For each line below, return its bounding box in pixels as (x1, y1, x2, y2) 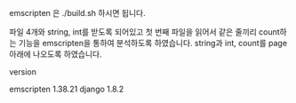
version (9, 67, 37, 77)
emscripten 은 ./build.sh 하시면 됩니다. (9, 8, 146, 18)
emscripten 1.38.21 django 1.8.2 (9, 83, 124, 94)
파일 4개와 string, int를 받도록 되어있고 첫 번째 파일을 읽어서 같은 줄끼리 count (9, 27, 280, 37)
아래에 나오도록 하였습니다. (9, 49, 102, 59)
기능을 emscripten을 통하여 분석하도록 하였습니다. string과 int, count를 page (18, 38, 287, 48)
